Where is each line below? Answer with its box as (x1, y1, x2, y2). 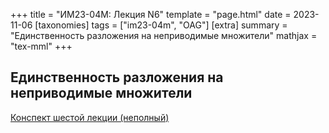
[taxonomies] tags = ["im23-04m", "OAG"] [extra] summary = (34, 19, 288, 31)
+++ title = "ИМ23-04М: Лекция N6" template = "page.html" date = (10, 9, 292, 20)
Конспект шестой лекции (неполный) (10, 111, 170, 123)
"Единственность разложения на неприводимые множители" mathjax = (10, 30, 318, 41)
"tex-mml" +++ (10, 40, 73, 52)
